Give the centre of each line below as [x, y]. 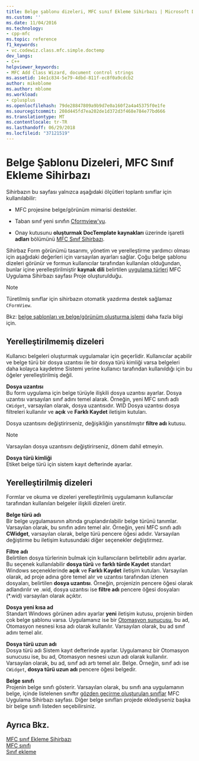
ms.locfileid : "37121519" [38, 133]
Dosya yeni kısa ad [30, 608]
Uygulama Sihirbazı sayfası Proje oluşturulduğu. [65, 276]
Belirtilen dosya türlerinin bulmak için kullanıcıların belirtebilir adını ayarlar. [96, 558]
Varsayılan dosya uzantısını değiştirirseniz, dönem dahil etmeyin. [85, 446]
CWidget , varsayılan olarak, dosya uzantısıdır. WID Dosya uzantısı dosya [93, 405]
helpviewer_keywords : [33, 67]
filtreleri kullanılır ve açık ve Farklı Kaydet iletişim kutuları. [77, 411]
